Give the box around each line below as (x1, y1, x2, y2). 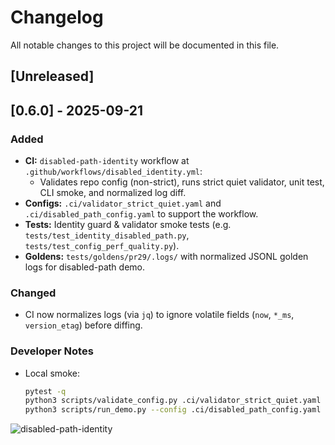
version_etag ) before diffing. (24, 319, 143, 331)
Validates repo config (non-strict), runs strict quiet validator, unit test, (39, 176, 325, 188)
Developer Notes (10, 344, 94, 358)
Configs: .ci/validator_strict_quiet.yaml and (24, 197, 222, 210)
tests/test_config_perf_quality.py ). (24, 240, 180, 252)
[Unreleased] (10, 68, 95, 85)
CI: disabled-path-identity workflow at (24, 155, 190, 167)
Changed (10, 286, 57, 300)
